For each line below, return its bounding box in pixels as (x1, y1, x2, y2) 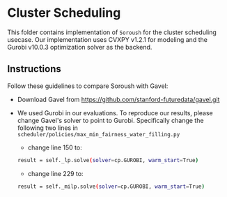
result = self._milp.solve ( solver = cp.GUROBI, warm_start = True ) (17, 183, 205, 190)
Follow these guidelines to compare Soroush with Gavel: (7, 82, 169, 90)
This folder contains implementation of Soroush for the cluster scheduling (7, 28, 217, 36)
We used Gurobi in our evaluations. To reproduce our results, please (17, 108, 214, 117)
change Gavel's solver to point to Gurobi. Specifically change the (17, 116, 204, 124)
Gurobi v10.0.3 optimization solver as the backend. (7, 43, 152, 51)
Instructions (7, 63, 61, 75)
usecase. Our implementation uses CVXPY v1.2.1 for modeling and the (7, 35, 208, 43)
